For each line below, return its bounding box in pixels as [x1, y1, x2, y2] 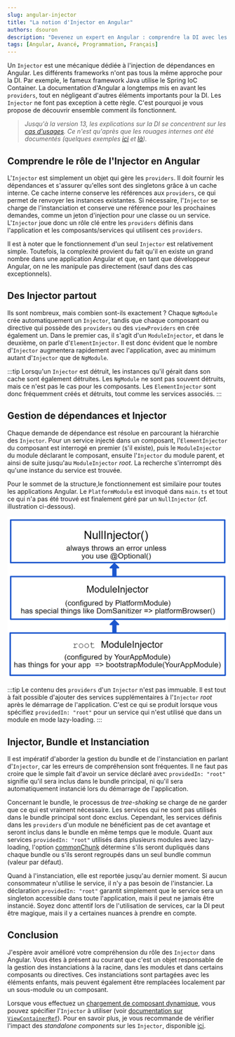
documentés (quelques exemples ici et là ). [24, 134, 147, 144]
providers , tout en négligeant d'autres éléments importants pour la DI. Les [7, 91, 222, 100]
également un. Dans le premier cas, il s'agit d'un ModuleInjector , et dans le [7, 331, 224, 339]
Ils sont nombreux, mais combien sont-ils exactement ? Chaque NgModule [7, 308, 218, 317]
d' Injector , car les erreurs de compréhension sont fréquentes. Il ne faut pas [7, 762, 228, 770]
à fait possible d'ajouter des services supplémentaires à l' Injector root [7, 693, 213, 701]
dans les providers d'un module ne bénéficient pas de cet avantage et [7, 820, 210, 829]
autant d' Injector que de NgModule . [7, 353, 109, 362]
